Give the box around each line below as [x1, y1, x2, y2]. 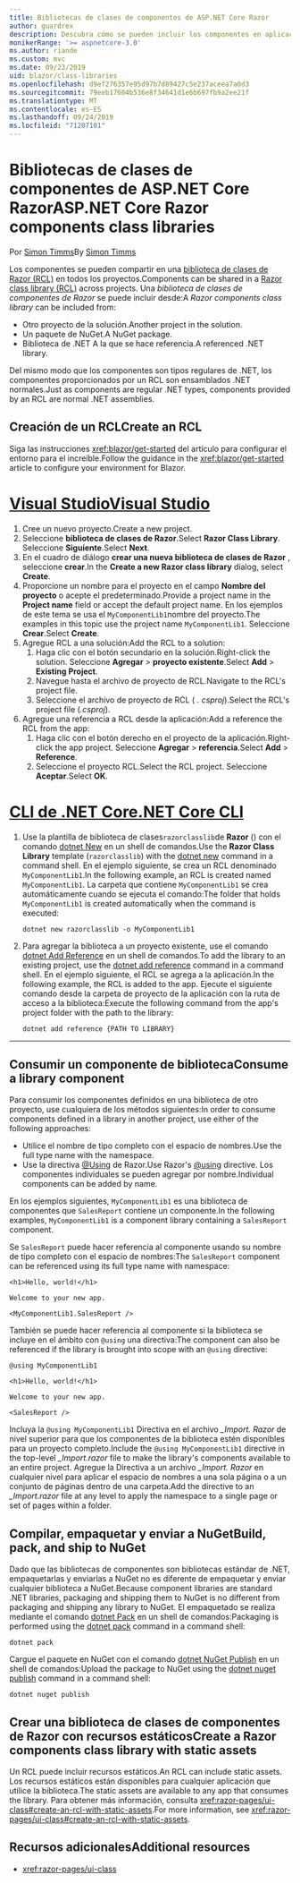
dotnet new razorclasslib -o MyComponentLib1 [21, 924, 195, 933]
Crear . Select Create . [21, 627, 100, 638]
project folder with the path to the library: [21, 1007, 174, 1018]
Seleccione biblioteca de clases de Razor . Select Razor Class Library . [21, 533, 280, 543]
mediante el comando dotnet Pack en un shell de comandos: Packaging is [9, 1612, 279, 1623]
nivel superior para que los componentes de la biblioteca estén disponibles [9, 1434, 286, 1444]
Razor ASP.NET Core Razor [9, 198, 209, 218]
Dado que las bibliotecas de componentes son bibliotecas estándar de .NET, [9, 1563, 290, 1575]
